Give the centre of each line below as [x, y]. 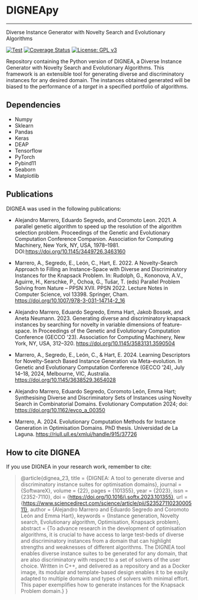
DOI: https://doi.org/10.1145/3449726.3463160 [70, 251]
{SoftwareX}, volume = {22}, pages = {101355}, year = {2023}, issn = [104, 491]
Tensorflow [28, 151]
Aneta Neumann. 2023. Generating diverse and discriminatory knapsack [102, 318]
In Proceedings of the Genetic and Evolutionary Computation [106, 331]
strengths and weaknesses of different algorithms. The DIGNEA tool [103, 547]
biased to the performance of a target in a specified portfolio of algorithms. [97, 86]
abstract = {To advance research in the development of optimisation [103, 529]
